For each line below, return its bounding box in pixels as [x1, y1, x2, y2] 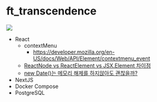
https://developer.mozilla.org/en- [32, 48, 115, 56]
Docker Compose [14, 83, 59, 90]
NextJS [14, 76, 34, 83]
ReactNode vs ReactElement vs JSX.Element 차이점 [23, 62, 152, 69]
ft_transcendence [6, 4, 97, 18]
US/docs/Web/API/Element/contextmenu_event [32, 54, 150, 62]
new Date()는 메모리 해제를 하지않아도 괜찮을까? [23, 69, 138, 77]
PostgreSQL [14, 89, 45, 96]
